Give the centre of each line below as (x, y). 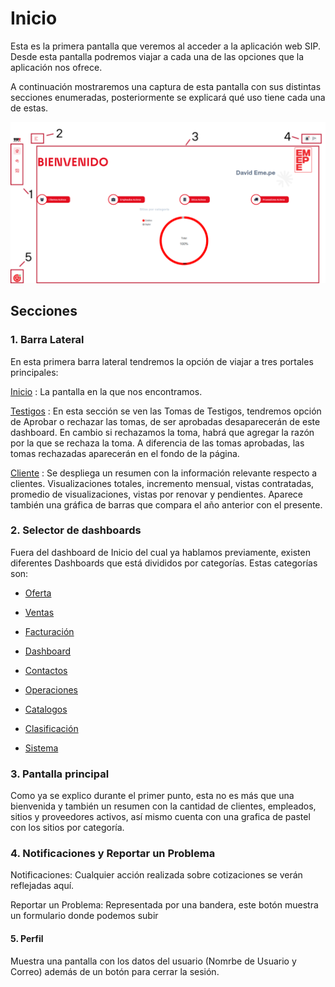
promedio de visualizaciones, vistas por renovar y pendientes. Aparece (157, 494)
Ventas (39, 612)
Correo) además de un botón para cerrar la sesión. (115, 971)
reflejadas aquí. (42, 886)
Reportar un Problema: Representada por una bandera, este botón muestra (164, 905)
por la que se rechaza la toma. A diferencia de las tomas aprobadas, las (157, 443)
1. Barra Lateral (47, 340)
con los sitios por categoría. (67, 828)
